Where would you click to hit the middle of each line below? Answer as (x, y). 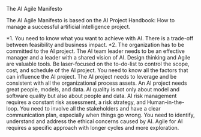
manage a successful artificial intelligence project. (68, 27)
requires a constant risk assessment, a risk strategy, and (76, 102)
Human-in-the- (166, 102)
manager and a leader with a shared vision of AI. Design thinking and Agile (98, 57)
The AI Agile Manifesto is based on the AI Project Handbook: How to (91, 20)
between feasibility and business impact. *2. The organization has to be (95, 45)
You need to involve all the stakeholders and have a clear (90, 108)
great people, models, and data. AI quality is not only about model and (93, 89)
